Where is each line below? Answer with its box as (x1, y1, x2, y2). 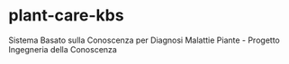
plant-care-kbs (8, 5, 124, 26)
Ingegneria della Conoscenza (8, 44, 118, 54)
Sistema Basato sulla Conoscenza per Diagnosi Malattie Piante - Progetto (8, 35, 280, 45)
